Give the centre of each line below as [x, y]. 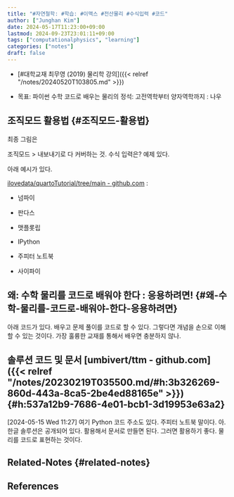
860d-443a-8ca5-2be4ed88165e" [85, 393]
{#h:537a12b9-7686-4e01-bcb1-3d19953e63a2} [116, 404]
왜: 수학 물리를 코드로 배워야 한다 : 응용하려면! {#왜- [113, 295]
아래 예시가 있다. [30, 169]
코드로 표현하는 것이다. [51, 440]
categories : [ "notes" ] [40, 46]
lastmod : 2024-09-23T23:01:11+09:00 [61, 33]
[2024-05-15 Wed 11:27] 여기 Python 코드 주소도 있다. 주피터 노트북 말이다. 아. [117, 422]
